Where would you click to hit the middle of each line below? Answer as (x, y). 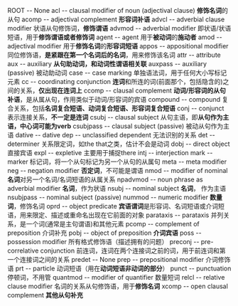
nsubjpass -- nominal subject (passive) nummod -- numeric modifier (108, 197)
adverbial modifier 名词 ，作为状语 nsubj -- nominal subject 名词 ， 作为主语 (117, 188)
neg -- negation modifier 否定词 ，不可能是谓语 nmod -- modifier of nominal (118, 170)
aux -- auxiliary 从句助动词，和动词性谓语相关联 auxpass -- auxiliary (107, 64)
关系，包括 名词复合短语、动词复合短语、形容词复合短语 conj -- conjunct (119, 108)
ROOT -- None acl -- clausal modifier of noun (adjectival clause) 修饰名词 (115, 10)
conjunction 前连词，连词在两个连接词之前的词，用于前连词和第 (133, 250)
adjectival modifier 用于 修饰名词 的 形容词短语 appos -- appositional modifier (118, 46)
